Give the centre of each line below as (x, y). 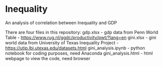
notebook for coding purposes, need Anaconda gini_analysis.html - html (79, 53)
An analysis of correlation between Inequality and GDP (61, 23)
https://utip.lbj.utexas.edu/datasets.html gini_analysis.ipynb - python (75, 48)
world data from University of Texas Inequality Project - (62, 42)
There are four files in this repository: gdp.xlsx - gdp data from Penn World (81, 32)
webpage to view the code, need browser (48, 58)
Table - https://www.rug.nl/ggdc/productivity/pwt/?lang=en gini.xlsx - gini (81, 37)
